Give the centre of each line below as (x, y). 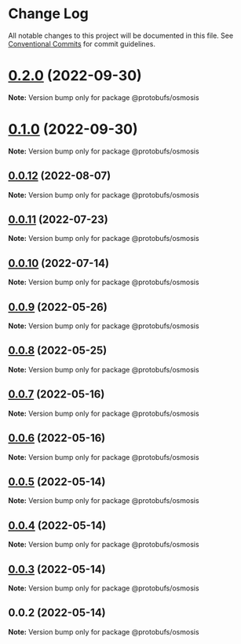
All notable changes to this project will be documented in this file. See (121, 35)
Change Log (48, 14)
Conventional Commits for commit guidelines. (82, 43)
